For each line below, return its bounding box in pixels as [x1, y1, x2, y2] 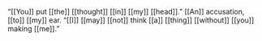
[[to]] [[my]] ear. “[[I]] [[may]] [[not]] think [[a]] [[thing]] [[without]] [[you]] [7, 15, 255, 25]
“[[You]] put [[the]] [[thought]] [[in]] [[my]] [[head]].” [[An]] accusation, [7, 7, 245, 16]
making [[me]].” [7, 24, 60, 33]
